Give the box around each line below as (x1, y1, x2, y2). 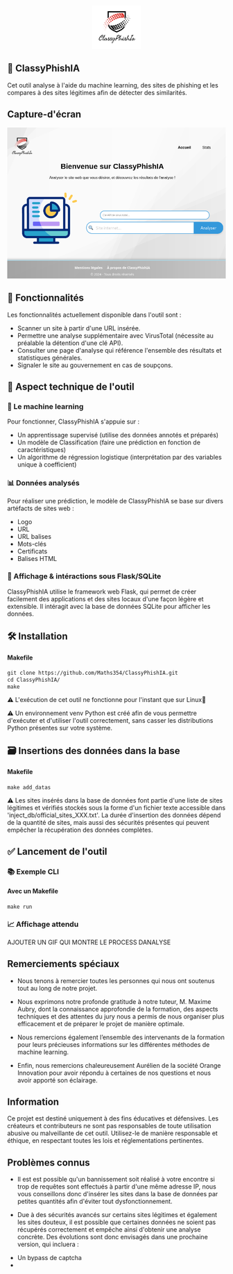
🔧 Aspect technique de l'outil (7, 380, 135, 392)
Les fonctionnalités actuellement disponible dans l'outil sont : (7, 310, 182, 319)
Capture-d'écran (7, 108, 82, 120)
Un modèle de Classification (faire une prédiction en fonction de (17, 438, 201, 446)
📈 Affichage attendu (7, 919, 79, 929)
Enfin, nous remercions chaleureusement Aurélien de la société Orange (17, 1061, 221, 1069)
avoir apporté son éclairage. (17, 1075, 98, 1084)
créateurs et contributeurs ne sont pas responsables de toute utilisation (7, 1122, 212, 1130)
